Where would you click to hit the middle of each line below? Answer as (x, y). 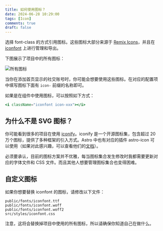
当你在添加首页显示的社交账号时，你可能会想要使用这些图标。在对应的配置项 (81, 79)
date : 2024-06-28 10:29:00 (32, 14)
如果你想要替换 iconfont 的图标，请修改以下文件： (55, 192)
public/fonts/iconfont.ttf (32, 201)
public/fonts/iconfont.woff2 (34, 210)
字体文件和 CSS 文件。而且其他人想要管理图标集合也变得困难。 (76, 162)
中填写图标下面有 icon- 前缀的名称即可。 (46, 85)
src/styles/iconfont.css (30, 214)
